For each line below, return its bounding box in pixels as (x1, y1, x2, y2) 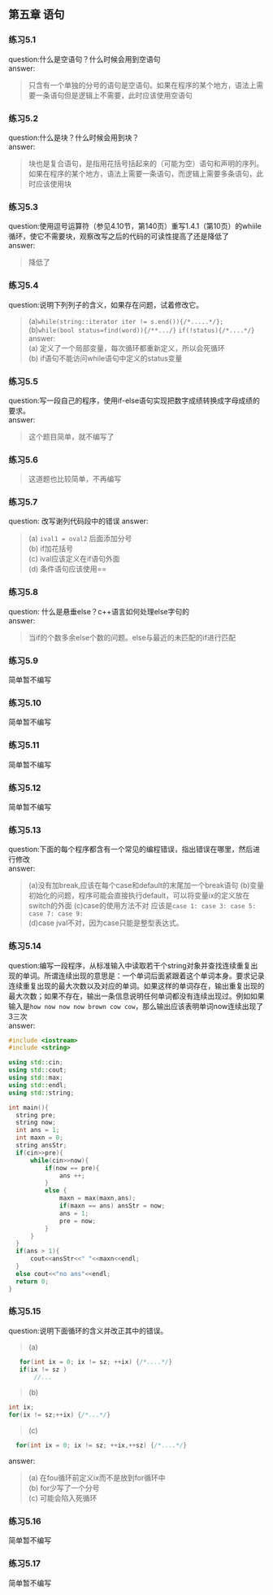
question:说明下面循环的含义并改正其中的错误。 (8, 1326, 168, 1335)
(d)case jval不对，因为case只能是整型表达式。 (28, 918, 184, 928)
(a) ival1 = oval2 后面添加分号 (28, 534, 132, 544)
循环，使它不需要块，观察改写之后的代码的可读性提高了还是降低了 (8, 231, 229, 242)
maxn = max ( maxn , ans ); (59, 1195, 136, 1203)
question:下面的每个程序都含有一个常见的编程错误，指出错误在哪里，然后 (8, 845, 253, 854)
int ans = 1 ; (15, 1126, 60, 1134)
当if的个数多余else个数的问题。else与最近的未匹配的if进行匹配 (28, 632, 236, 642)
